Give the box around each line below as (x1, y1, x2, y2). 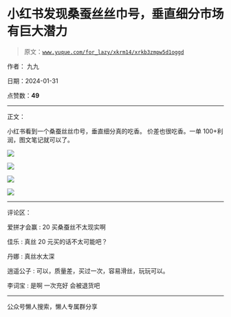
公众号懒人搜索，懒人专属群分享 (7, 302, 98, 310)
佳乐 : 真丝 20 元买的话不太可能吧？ (7, 237, 108, 245)
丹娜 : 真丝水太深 (7, 252, 55, 260)
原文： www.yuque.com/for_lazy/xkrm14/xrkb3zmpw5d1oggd (23, 47, 184, 56)
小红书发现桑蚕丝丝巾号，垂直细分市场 (7, 6, 225, 22)
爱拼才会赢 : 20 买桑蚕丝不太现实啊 (7, 223, 107, 231)
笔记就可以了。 (30, 135, 74, 144)
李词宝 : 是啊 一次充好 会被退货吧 (7, 281, 100, 289)
